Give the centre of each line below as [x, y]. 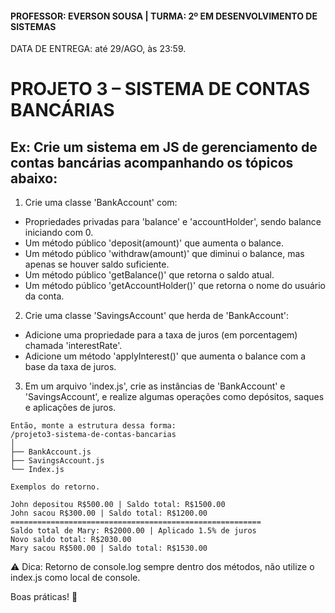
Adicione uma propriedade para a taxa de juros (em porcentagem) [161, 335]
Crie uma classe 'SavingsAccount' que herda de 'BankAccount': [157, 316]
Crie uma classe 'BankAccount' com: [101, 203]
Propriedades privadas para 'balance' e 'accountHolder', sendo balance [173, 222]
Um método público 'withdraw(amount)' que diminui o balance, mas [164, 254]
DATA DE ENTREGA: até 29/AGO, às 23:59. [98, 49]
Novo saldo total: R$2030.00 [71, 540]
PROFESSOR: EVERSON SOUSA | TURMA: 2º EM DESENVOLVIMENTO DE [164, 16]
